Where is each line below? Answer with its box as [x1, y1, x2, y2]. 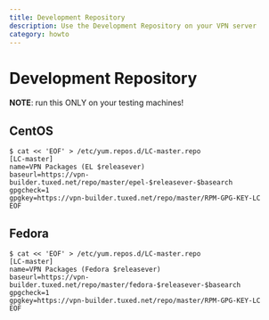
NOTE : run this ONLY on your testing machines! [9, 97, 184, 108]
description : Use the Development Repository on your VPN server [9, 21, 257, 30]
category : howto [9, 29, 69, 38]
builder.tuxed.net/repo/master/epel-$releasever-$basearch [9, 178, 233, 187]
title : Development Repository [9, 12, 126, 22]
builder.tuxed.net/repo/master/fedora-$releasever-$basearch [9, 280, 241, 290]
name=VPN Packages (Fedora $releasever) [9, 265, 162, 274]
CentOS [9, 123, 53, 138]
